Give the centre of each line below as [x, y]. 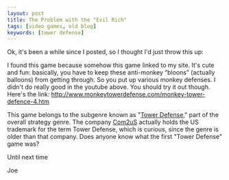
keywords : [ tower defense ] [46, 33]
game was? [23, 144]
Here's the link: [28, 94]
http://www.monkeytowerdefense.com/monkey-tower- [128, 94]
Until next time [27, 157]
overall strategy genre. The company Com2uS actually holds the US [103, 122]
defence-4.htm [28, 102]
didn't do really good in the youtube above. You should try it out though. [109, 87]
